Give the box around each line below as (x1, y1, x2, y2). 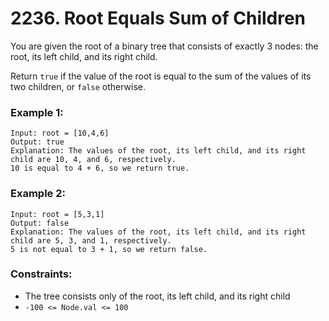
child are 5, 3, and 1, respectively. (10, 235, 172, 246)
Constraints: (10, 267, 73, 281)
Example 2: (10, 187, 66, 201)
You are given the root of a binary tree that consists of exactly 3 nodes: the (10, 40, 319, 52)
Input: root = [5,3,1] (10, 209, 105, 219)
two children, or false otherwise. (10, 80, 146, 92)
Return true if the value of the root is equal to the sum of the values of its (10, 70, 312, 82)
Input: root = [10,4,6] (10, 128, 110, 139)
